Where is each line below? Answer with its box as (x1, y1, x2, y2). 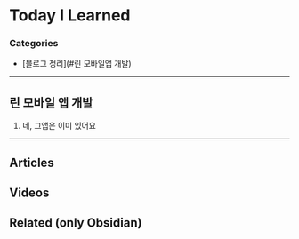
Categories (9, 37, 59, 50)
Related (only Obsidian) (9, 215, 142, 231)
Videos (9, 186, 50, 201)
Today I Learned (9, 5, 131, 26)
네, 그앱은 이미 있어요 (21, 121, 96, 131)
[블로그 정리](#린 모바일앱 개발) (21, 59, 132, 69)
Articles (9, 155, 55, 170)
